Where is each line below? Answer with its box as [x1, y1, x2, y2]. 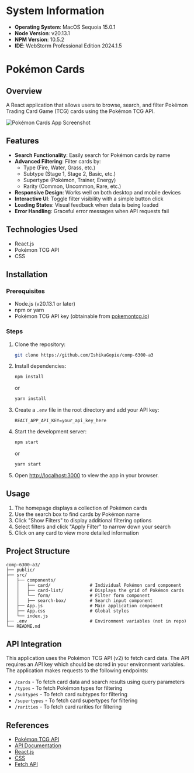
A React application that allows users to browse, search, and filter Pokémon [6, 101, 188, 108]
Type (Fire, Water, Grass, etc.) [23, 164, 96, 171]
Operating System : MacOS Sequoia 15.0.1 [14, 23, 116, 30]
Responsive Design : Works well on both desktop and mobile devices [14, 189, 181, 196]
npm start [14, 439, 39, 446]
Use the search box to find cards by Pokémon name [14, 511, 140, 518]
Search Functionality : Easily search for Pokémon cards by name [14, 151, 171, 159]
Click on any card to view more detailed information [14, 529, 139, 536]
